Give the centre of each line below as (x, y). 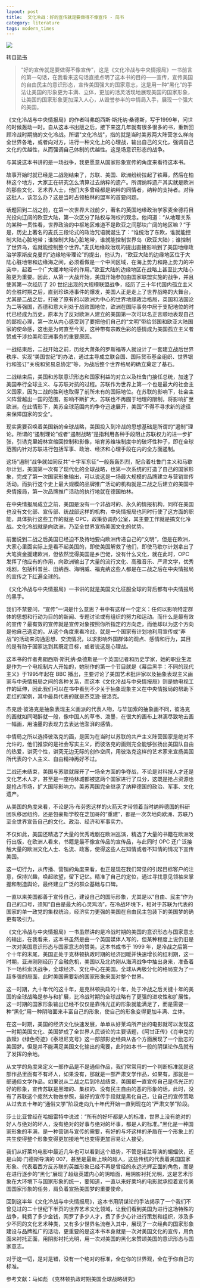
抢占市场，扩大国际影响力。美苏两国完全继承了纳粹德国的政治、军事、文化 (102, 787)
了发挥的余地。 (24, 1054)
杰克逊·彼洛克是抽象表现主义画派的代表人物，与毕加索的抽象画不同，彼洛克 (98, 709)
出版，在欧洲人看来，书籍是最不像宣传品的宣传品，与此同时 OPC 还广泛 (99, 842)
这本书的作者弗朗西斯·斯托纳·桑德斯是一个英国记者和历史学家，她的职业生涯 (99, 659)
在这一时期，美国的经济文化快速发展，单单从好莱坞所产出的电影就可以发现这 (100, 1024)
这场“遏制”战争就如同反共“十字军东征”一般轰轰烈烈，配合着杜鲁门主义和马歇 (99, 462)
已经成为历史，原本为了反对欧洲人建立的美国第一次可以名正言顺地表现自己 (102, 314)
